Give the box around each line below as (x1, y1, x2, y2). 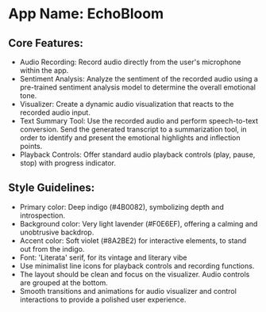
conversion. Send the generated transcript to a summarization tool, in (19, 124, 248, 134)
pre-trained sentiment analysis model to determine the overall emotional (19, 82, 256, 92)
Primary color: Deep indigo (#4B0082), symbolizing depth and (19, 202, 224, 211)
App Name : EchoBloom (8, 5, 164, 23)
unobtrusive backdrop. (19, 227, 94, 237)
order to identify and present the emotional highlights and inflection (19, 133, 241, 143)
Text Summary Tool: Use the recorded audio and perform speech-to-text (19, 116, 259, 125)
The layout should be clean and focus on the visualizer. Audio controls (19, 269, 250, 279)
